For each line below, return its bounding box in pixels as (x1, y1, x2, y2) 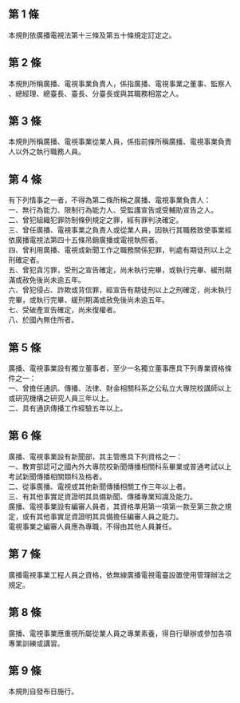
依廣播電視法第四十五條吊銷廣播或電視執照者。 (8, 235, 162, 245)
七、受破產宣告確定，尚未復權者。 (8, 305, 120, 315)
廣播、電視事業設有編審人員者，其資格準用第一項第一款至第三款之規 (8, 502, 232, 511)
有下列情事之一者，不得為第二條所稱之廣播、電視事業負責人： (8, 195, 211, 205)
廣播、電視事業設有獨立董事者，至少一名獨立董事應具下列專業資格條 (8, 363, 232, 373)
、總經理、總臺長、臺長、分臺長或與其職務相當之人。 (8, 89, 183, 98)
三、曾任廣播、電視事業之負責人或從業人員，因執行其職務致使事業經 (8, 225, 232, 235)
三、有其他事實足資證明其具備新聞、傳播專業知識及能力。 (8, 491, 197, 501)
